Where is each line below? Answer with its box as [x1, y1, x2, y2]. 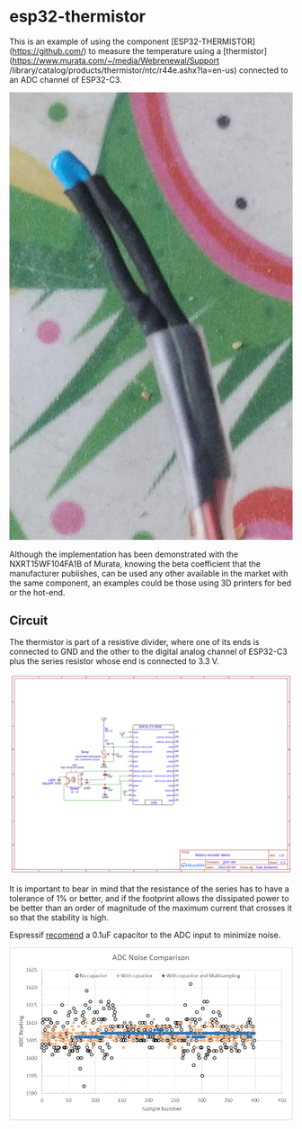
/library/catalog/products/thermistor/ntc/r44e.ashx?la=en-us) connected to [9, 65, 289, 76]
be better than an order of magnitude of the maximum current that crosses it [9, 902, 292, 913]
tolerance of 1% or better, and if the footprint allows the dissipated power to [9, 892, 289, 903]
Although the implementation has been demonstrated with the [9, 549, 239, 560]
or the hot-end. [9, 587, 66, 597]
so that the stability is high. [9, 911, 110, 923]
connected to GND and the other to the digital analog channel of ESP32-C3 [9, 646, 288, 658]
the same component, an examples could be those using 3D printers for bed [9, 578, 292, 588]
